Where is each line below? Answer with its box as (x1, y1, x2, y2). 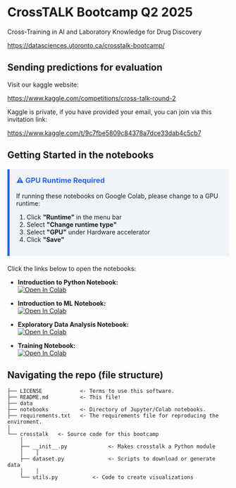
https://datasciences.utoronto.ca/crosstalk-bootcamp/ (7, 41, 166, 49)
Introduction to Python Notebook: (17, 277, 118, 286)
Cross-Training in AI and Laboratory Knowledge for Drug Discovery (7, 27, 202, 36)
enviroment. (7, 418, 42, 426)
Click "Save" (26, 235, 65, 244)
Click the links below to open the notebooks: (7, 264, 137, 273)
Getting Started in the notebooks (7, 149, 154, 161)
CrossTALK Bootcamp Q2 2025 (7, 4, 193, 20)
